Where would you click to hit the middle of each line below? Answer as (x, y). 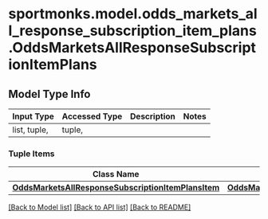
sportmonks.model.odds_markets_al (133, 14)
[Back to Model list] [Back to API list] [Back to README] (100, 207)
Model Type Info (49, 94)
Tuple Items (32, 154)
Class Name (116, 174)
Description (153, 116)
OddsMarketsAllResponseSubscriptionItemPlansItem (116, 188)
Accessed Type (92, 116)
